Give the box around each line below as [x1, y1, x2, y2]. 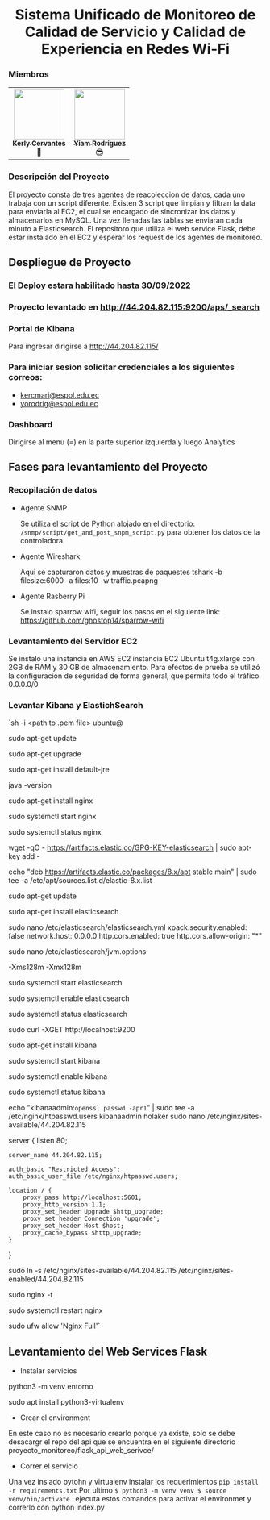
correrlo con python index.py [8, 1502, 105, 1512]
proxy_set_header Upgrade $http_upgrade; [23, 1208, 164, 1216]
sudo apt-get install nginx [8, 796, 93, 806]
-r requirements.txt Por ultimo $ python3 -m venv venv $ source [8, 1485, 227, 1495]
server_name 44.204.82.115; [8, 1151, 103, 1160]
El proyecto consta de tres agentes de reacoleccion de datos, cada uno [8, 189, 246, 199]
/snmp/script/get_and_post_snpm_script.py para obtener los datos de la [19, 527, 260, 537]
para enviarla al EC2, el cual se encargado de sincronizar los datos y [8, 206, 236, 216]
